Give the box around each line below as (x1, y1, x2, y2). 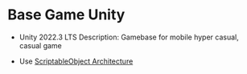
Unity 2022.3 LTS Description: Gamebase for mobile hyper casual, (19, 32, 239, 42)
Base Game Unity (7, 6, 126, 24)
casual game (19, 40, 62, 50)
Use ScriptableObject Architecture (19, 56, 134, 66)
